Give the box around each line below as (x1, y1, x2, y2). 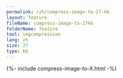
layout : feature (6, 15, 47, 21)
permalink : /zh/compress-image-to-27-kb (6, 8, 110, 15)
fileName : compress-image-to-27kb (6, 20, 94, 26)
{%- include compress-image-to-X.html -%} (6, 65, 117, 72)
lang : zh (6, 37, 28, 43)
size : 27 (6, 43, 28, 49)
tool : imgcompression (6, 31, 61, 37)
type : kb (6, 48, 28, 54)
